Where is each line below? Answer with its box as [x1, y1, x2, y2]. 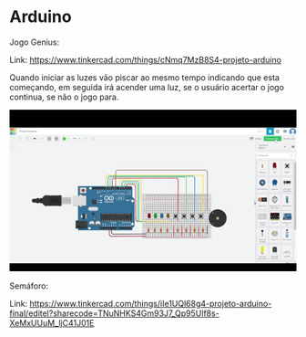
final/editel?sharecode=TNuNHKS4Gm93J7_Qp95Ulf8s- [9, 308, 220, 319]
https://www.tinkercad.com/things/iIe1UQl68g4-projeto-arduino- [29, 299, 272, 310]
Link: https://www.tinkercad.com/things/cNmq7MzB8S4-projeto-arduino [9, 54, 282, 65]
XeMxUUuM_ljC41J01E [9, 318, 95, 329]
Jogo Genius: [9, 37, 60, 47]
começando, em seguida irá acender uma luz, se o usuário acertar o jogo [9, 81, 285, 92]
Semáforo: [9, 280, 48, 291]
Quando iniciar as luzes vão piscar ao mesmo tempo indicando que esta [9, 71, 280, 83]
